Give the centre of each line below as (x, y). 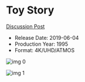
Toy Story (30, 10)
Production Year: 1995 (41, 44)
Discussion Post (25, 26)
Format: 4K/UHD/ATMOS (45, 50)
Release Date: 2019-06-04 (47, 37)
